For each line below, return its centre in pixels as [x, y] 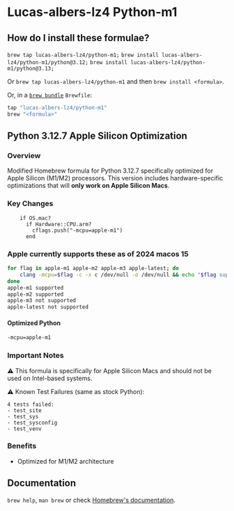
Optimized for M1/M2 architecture [66, 461]
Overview [24, 156]
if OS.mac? [36, 218]
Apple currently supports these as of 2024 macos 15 [98, 253]
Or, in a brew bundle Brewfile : [50, 95]
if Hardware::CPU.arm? [58, 224]
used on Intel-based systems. [50, 378]
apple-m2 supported [36, 294]
